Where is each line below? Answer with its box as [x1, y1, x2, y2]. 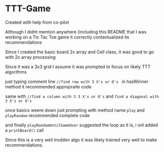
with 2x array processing [5, 54, 56, 60]
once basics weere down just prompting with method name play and [5, 107, 145, 113]
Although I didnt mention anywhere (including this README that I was [5, 29, 147, 35]
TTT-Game [5, 3, 51, 14]
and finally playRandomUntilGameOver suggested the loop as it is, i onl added [5, 122, 158, 128]
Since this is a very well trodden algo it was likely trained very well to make [5, 137, 157, 143]
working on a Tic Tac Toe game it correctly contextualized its [5, 34, 129, 40]
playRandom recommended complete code [5, 112, 90, 118]
